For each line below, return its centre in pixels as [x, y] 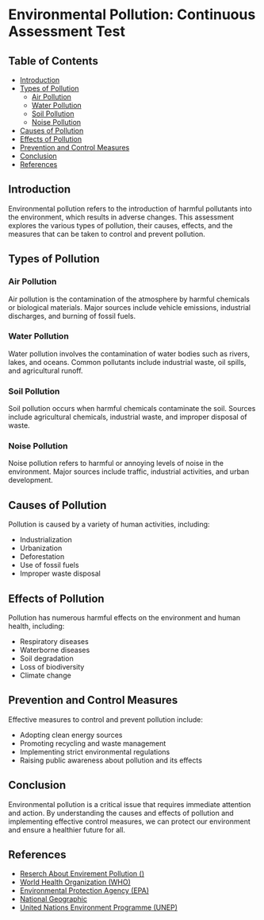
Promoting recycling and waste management [93, 743]
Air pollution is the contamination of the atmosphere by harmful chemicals [129, 299]
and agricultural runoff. [46, 371]
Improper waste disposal [60, 573]
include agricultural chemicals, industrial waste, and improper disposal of [128, 417]
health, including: [36, 627]
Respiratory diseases [54, 642]
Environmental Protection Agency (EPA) [84, 891]
